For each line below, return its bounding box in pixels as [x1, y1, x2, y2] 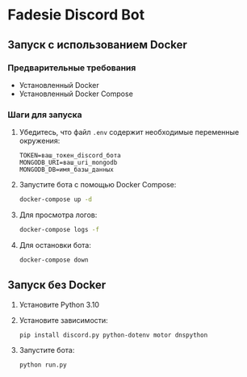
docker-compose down [19, 256, 89, 264]
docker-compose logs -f [19, 226, 100, 234]
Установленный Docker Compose [19, 89, 134, 98]
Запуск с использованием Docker [7, 38, 187, 52]
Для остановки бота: [19, 240, 92, 249]
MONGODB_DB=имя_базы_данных [19, 165, 114, 174]
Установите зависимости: [19, 315, 108, 325]
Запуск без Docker [7, 279, 107, 292]
